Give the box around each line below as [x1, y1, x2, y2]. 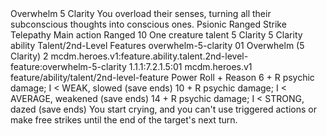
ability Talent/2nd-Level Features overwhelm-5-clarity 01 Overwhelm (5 [10, 40, 305, 51]
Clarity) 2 [10, 50, 49, 62]
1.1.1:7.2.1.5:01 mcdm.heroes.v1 [128, 61, 253, 72]
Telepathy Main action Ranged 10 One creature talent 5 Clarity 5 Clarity [10, 29, 303, 41]
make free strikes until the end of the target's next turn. [10, 114, 238, 126]
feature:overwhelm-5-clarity [10, 61, 127, 72]
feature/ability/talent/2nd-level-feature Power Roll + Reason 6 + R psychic [10, 72, 315, 83]
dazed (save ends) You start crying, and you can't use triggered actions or [10, 103, 317, 115]
